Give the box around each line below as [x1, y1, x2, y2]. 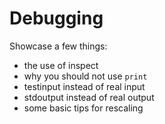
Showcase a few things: [9, 40, 108, 52]
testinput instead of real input [23, 80, 146, 92]
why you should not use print [23, 70, 148, 82]
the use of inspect [23, 59, 99, 71]
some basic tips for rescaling [23, 102, 144, 114]
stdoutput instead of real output [23, 91, 155, 103]
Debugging [9, 7, 104, 30]
